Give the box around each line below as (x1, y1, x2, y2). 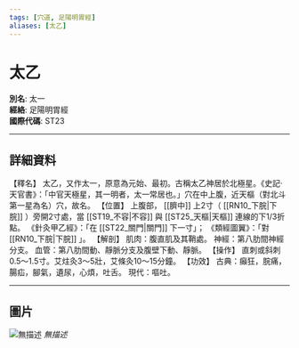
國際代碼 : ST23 (9, 116, 65, 126)
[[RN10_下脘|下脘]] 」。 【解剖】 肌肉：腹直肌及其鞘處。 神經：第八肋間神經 (9, 233, 285, 245)
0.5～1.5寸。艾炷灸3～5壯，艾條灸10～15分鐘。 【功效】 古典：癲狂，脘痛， (9, 255, 287, 267)
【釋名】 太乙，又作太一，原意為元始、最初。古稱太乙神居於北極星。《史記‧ (9, 178, 283, 189)
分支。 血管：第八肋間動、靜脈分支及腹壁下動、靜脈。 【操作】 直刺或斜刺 (9, 245, 281, 255)
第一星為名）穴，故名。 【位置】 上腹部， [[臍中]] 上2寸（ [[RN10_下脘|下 (9, 200, 278, 211)
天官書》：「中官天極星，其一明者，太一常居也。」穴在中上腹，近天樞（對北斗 (9, 189, 287, 200)
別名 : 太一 (9, 93, 45, 104)
